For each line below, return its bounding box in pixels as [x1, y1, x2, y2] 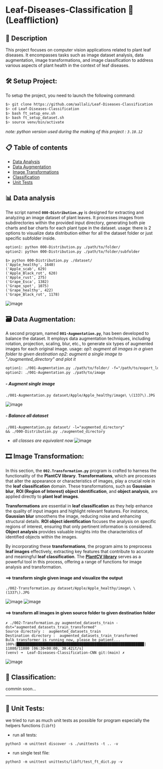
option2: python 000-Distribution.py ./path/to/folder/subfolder [5, 249, 140, 254]
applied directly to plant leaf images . [5, 493, 79, 499]
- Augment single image [5, 381, 55, 386]
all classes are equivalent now [12, 437, 74, 444]
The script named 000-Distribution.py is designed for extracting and [5, 209, 144, 215]
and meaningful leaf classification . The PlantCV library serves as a [5, 554, 141, 559]
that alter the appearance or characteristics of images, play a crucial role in [5, 478, 155, 484]
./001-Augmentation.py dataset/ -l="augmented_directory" [5, 425, 125, 430]
